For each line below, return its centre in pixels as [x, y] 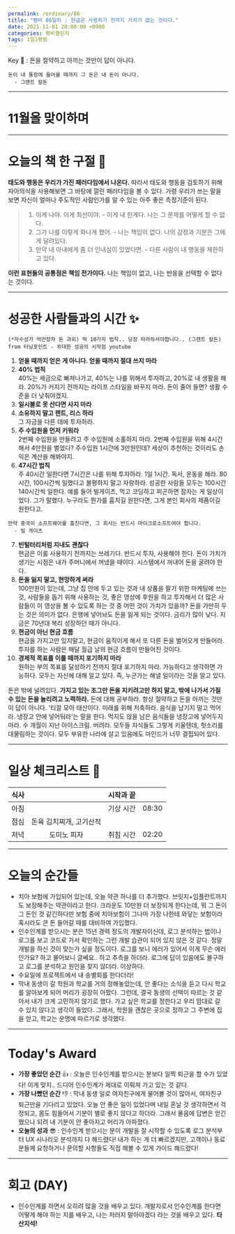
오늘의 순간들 [43, 876]
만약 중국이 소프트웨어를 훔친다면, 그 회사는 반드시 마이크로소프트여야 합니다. [105, 523]
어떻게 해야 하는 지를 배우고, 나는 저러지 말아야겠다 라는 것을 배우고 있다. [116, 1214]
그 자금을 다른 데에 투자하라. [56, 421]
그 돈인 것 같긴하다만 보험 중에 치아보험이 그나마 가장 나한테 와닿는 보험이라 [120, 914]
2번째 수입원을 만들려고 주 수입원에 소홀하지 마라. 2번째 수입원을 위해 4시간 [120, 439]
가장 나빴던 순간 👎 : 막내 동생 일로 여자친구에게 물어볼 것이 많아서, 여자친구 [120, 1093]
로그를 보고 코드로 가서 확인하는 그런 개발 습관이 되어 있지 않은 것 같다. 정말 [120, 940]
